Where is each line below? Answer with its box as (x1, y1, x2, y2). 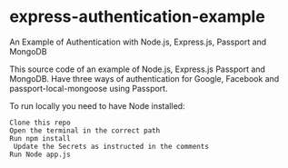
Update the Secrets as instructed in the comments (13, 142, 209, 151)
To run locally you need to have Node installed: (9, 100, 185, 111)
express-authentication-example (9, 6, 265, 27)
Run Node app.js (9, 150, 71, 159)
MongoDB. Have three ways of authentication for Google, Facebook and (9, 73, 280, 84)
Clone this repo (9, 118, 71, 127)
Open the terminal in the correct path (9, 125, 161, 135)
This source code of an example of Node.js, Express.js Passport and (9, 64, 266, 74)
